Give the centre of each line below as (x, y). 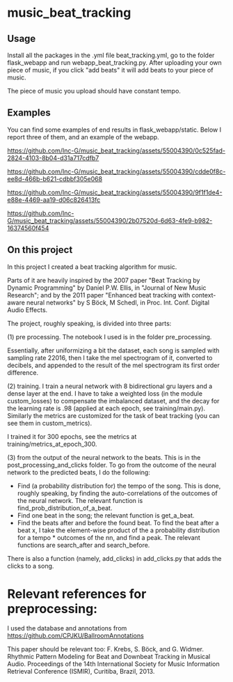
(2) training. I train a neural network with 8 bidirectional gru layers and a (110, 386)
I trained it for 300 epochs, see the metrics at (72, 436)
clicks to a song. (31, 566)
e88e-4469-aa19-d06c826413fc (54, 199)
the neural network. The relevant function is (80, 500)
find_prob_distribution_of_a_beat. (65, 508)
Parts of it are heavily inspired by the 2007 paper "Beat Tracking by (104, 280)
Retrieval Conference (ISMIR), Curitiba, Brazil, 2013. (81, 671)
